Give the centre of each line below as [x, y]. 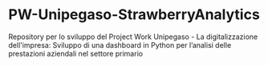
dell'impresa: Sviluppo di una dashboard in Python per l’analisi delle [120, 45]
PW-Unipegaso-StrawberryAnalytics [134, 15]
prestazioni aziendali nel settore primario [75, 53]
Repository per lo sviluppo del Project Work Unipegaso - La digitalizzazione [133, 37]
